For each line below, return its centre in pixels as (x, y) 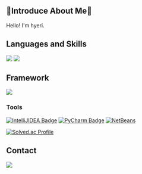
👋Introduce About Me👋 (49, 11)
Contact (21, 150)
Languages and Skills (47, 44)
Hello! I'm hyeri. (25, 25)
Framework (28, 78)
